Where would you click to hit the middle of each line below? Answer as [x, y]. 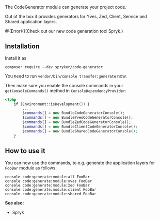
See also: [15, 203]
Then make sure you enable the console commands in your [64, 85]
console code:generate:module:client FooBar [51, 189]
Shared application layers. [31, 22]
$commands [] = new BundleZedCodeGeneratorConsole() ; [77, 122]
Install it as [16, 58]
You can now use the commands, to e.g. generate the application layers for [80, 163]
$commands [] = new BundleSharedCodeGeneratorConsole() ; [80, 131]
